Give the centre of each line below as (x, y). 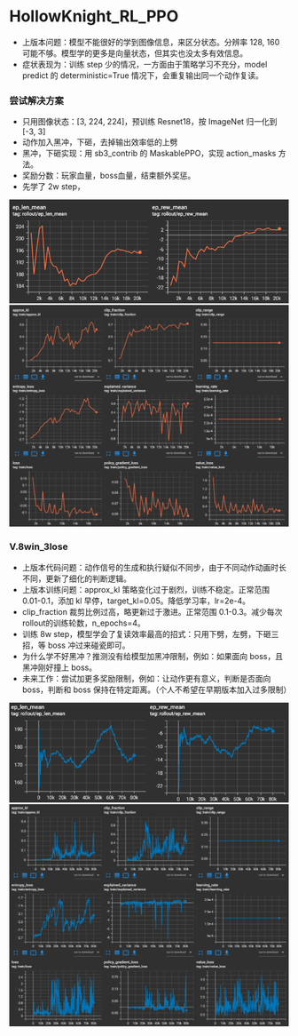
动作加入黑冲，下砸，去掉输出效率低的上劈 (100, 142)
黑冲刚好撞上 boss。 (59, 667)
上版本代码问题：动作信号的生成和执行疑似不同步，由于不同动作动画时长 (154, 567)
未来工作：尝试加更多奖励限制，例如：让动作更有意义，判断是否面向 (146, 678)
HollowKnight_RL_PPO (94, 16)
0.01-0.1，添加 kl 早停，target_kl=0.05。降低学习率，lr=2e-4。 (136, 601)
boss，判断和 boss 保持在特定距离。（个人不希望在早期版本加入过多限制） (157, 689)
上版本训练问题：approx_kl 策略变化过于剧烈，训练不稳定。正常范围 (146, 589)
